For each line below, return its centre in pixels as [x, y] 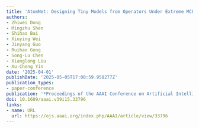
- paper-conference [30, 88]
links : [14, 105]
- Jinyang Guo [24, 45]
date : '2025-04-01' [30, 72]
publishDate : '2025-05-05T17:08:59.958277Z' [62, 77]
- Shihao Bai [22, 34]
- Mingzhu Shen [25, 28]
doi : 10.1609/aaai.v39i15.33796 [46, 99]
